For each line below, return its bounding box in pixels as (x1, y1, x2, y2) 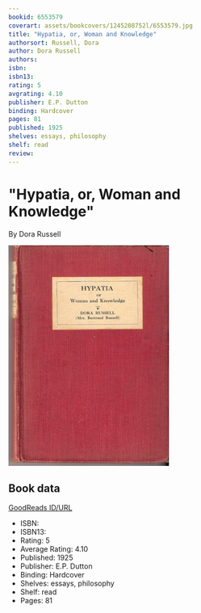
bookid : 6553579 (8, 13, 63, 21)
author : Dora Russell (8, 47, 82, 56)
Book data (8, 481, 61, 495)
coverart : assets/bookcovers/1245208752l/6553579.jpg (8, 21, 194, 30)
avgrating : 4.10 (8, 90, 63, 98)
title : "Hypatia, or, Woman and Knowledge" (8, 30, 157, 38)
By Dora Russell (8, 229, 61, 238)
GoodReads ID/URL (8, 503, 73, 513)
